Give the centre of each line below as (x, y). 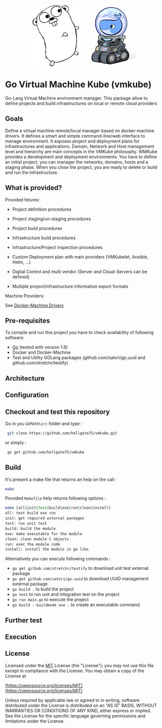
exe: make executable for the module (44, 534)
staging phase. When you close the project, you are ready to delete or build (81, 167)
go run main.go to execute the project (50, 600)
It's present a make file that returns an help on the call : (61, 479)
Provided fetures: (23, 199)
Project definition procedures (42, 209)
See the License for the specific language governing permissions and (75, 716)
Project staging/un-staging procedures (52, 219)
